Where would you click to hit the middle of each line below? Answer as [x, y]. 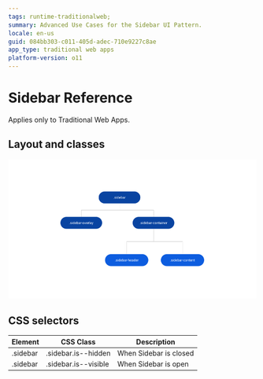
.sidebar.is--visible [78, 364]
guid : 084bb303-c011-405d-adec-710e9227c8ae [82, 42]
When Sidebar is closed [156, 353]
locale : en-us [31, 33]
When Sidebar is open [153, 364]
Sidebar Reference [70, 98]
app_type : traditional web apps [61, 50]
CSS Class [78, 341]
